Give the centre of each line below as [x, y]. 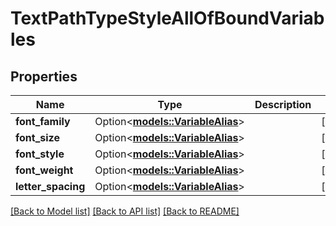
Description [283, 104]
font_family [43, 121]
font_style [40, 154]
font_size [37, 137]
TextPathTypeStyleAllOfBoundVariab [167, 18]
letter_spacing [50, 186]
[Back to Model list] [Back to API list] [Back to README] [125, 211]
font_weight [44, 170]
